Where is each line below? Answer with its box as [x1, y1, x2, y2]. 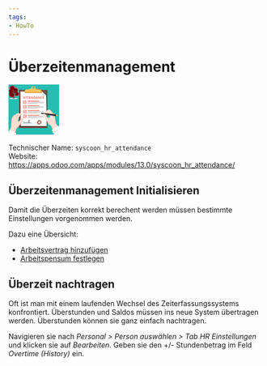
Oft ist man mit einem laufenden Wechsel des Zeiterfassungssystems [8, 299, 239, 309]
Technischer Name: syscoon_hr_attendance [8, 143, 152, 153]
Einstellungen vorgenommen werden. [8, 214, 133, 223]
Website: [8, 151, 38, 161]
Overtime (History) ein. [8, 349, 85, 359]
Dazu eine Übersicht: [8, 229, 78, 239]
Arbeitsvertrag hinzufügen [19, 245, 108, 255]
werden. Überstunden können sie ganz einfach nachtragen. [8, 316, 207, 326]
